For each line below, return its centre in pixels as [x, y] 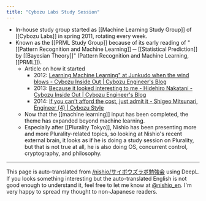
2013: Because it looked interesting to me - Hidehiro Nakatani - [113, 88]
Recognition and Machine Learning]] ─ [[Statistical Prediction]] [118, 49]
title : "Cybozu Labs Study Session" [53, 12]
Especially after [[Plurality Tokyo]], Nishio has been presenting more [110, 127]
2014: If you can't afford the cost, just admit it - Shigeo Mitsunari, [116, 101]
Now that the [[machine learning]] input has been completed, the [106, 114]
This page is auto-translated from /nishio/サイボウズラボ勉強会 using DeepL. [103, 172]
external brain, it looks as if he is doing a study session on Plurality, [109, 140]
